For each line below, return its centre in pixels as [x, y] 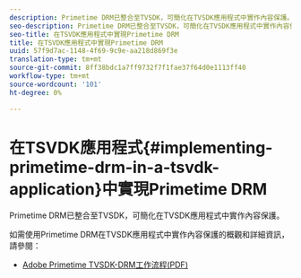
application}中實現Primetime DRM [138, 189]
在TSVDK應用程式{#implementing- [141, 148]
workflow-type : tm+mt [50, 76]
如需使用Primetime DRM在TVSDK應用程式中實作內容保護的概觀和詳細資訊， [149, 235]
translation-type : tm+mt [56, 59]
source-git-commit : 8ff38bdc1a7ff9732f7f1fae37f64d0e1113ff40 [128, 68]
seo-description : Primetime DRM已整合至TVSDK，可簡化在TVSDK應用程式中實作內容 [150, 26]
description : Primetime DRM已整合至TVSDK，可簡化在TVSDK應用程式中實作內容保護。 [151, 17]
